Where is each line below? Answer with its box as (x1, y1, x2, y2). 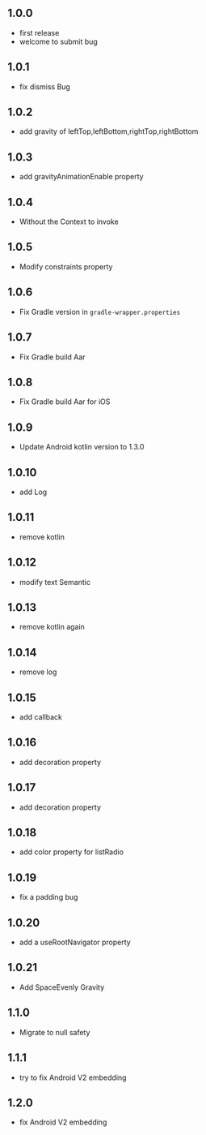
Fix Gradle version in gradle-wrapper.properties (19, 307, 181, 316)
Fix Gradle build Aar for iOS (19, 397, 111, 406)
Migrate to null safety (19, 1027, 90, 1037)
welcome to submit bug (19, 37, 98, 46)
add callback (19, 712, 62, 721)
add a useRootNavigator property (19, 937, 131, 948)
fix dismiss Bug (19, 81, 70, 92)
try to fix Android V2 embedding (19, 1073, 127, 1082)
